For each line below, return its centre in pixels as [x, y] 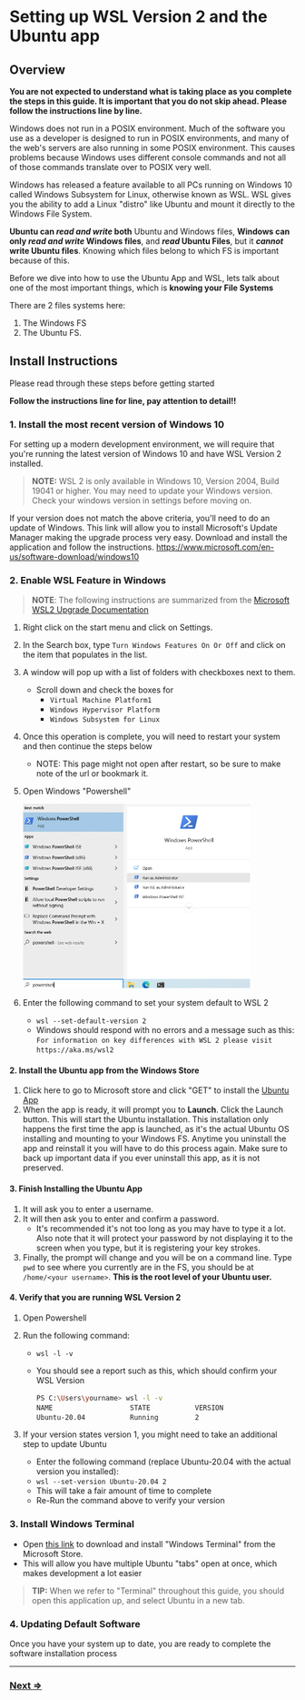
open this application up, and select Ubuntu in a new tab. [138, 1600]
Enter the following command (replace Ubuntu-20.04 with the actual [163, 1462]
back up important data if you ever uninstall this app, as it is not [141, 1159]
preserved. [43, 1168]
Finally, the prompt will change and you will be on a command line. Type [157, 1257]
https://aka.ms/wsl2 [75, 1050]
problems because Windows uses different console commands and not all [148, 157]
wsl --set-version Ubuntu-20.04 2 [101, 1482]
